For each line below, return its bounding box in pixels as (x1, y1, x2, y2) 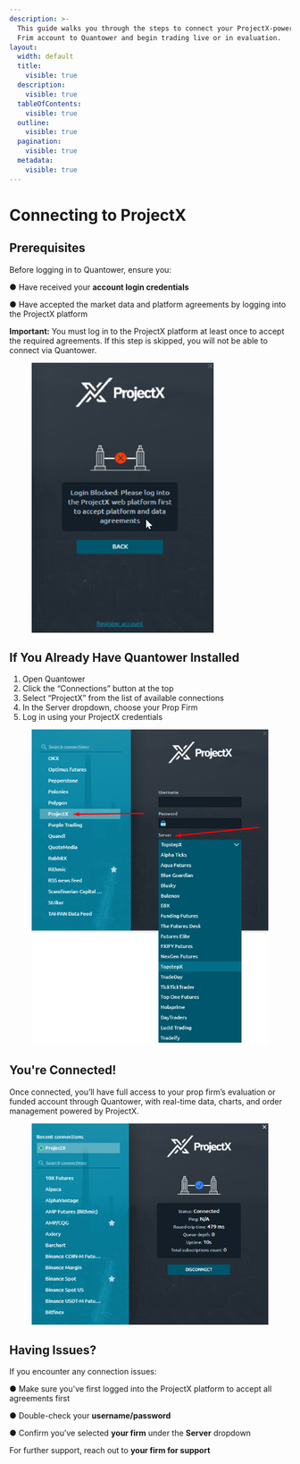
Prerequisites (9, 241, 86, 256)
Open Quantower (21, 673, 86, 684)
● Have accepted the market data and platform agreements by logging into (9, 299, 287, 309)
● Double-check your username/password (9, 1410, 171, 1421)
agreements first (9, 1393, 71, 1404)
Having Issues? (9, 1342, 96, 1358)
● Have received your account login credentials (9, 282, 189, 292)
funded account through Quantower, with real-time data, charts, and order (9, 1096, 283, 1106)
